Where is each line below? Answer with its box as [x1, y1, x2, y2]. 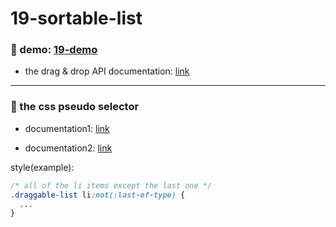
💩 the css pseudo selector [10, 100, 140, 114]
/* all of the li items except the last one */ [10, 180, 213, 191]
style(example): [10, 161, 75, 173]
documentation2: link [24, 142, 113, 154]
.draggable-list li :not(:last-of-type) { [10, 190, 186, 200]
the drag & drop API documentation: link [24, 65, 190, 77]
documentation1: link [24, 122, 110, 134]
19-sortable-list [10, 7, 143, 30]
